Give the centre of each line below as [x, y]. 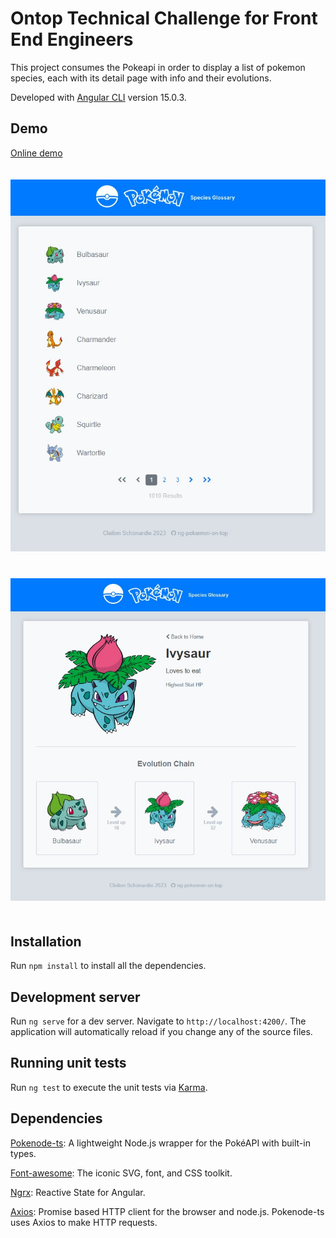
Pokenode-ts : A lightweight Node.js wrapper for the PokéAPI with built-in [160, 1143]
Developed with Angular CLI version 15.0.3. [98, 97]
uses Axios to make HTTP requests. [84, 1222]
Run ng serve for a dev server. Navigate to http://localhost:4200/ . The [158, 1021]
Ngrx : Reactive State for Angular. [78, 1192]
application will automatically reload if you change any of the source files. [161, 1031]
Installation [46, 941]
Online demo [36, 153]
